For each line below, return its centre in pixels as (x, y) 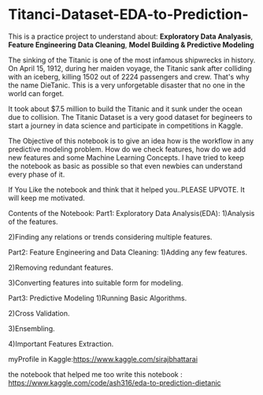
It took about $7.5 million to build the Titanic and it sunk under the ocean (125, 109)
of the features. (33, 222)
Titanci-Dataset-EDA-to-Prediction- (129, 15)
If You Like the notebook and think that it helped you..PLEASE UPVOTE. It (127, 189)
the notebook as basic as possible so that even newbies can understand (125, 166)
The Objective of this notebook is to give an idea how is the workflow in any (131, 140)
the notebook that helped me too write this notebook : (95, 374)
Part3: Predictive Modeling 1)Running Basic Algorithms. (98, 298)
